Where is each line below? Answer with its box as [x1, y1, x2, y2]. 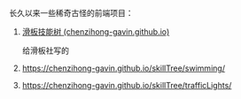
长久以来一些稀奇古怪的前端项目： [9, 8, 134, 18]
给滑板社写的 [21, 45, 69, 56]
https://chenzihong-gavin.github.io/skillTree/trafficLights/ [21, 80, 232, 90]
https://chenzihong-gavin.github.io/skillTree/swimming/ [21, 63, 226, 73]
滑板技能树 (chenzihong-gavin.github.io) [21, 27, 170, 37]
